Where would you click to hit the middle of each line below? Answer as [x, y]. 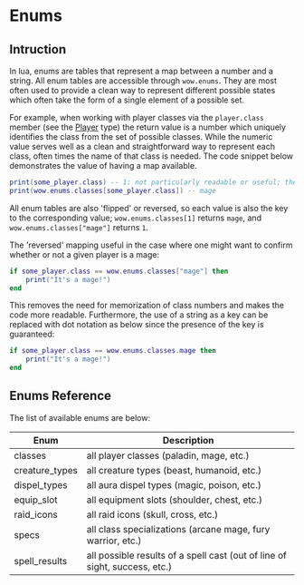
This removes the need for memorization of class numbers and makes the [147, 306]
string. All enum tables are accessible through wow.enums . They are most [143, 81]
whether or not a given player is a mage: [85, 254]
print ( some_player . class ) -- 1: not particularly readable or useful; [145, 182]
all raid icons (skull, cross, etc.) [152, 514]
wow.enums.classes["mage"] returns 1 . [79, 227]
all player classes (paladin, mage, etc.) [168, 455]
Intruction [38, 49]
